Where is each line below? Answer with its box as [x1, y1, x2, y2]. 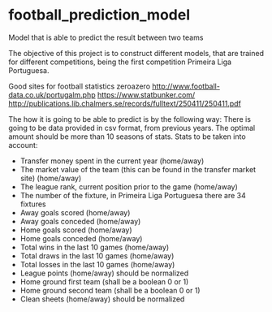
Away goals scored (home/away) [19, 207, 131, 217]
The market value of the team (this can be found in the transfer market [19, 164, 257, 174]
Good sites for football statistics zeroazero [8, 81, 151, 91]
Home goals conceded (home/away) [19, 233, 143, 243]
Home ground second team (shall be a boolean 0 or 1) [19, 285, 201, 295]
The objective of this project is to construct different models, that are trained [8, 48, 264, 58]
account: [8, 140, 38, 149]
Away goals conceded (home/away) [19, 216, 141, 226]
